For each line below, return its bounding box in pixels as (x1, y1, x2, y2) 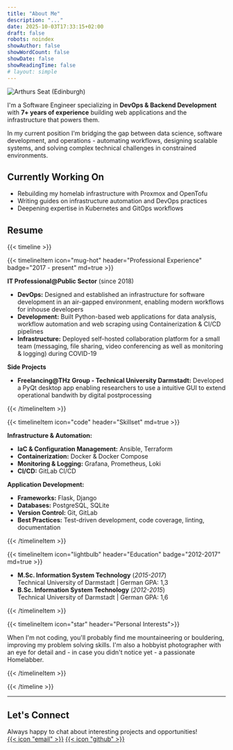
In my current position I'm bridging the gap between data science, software (7, 129, 223, 137)
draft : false (7, 29, 45, 37)
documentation (17, 523, 61, 531)
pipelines (17, 327, 44, 336)
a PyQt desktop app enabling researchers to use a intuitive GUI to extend (17, 384, 226, 392)
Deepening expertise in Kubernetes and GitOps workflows (17, 204, 184, 212)
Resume (7, 224, 44, 236)
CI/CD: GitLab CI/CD (17, 467, 76, 475)
